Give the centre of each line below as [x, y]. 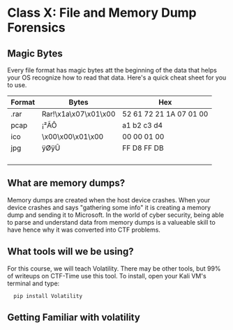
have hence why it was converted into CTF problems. [84, 230]
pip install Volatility [48, 296]
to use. [17, 85]
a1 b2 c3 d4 [142, 125]
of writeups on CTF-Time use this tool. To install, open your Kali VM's [107, 276]
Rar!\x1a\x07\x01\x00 [78, 114]
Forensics [37, 28]
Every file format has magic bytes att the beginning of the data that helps [112, 70]
